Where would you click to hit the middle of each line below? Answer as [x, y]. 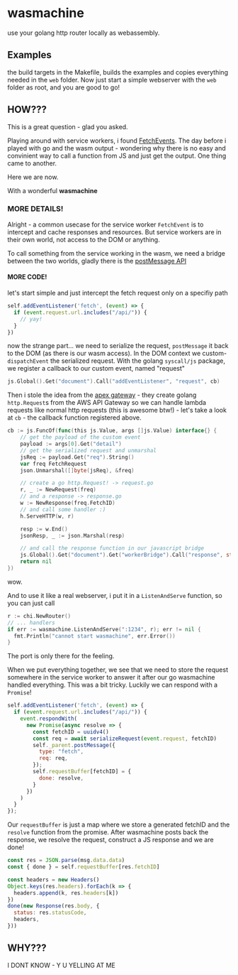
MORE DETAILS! [35, 209]
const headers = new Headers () [53, 879]
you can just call [31, 603]
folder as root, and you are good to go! [64, 87]
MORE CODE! [27, 277]
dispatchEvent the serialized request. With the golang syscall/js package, [116, 361]
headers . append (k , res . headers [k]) [66, 893]
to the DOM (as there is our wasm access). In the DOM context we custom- [117, 354]
